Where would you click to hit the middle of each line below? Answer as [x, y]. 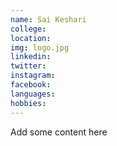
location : [31, 38]
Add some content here [59, 132]
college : [28, 29]
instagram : [33, 76]
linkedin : [31, 57]
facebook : [31, 85]
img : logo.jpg [40, 47]
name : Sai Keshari [48, 19]
